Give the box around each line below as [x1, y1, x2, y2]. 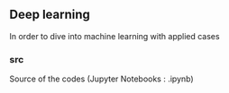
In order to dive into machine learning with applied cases [9, 30, 220, 41]
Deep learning [9, 7, 90, 22]
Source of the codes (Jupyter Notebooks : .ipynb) [9, 73, 194, 84]
